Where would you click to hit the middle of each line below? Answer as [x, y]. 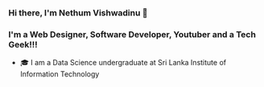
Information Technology [60, 74]
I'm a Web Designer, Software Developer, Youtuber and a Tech [132, 34]
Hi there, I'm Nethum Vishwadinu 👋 [78, 13]
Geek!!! [23, 44]
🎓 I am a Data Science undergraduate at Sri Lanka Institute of [123, 63]
